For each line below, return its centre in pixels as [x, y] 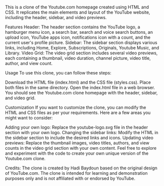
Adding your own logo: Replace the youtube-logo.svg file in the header [77, 127]
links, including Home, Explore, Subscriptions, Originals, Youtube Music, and [82, 48]
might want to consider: [29, 118]
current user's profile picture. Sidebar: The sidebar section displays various [81, 43]
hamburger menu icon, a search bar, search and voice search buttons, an [79, 32]
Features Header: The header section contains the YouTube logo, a [73, 27]
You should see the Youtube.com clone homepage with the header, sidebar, [82, 93]
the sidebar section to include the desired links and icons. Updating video [79, 138]
